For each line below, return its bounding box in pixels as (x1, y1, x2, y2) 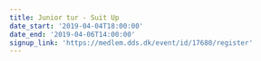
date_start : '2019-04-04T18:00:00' (9, 22, 144, 30)
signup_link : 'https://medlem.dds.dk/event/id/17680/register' (9, 38, 254, 48)
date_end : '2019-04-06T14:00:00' (9, 30, 136, 39)
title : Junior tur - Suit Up (9, 13, 120, 22)
